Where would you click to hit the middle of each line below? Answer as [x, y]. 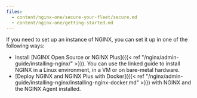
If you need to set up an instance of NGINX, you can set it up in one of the [97, 40]
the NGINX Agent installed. [48, 89]
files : [14, 12]
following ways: [25, 46]
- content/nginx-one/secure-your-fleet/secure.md [74, 17]
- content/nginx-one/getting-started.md [62, 23]
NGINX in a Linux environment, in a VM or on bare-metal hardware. [97, 70]
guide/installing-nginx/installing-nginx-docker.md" [77, 83]
